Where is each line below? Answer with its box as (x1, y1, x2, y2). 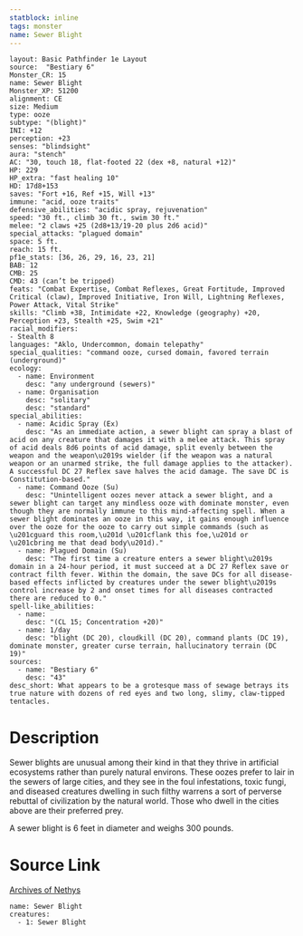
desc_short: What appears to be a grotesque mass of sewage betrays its (9, 681, 289, 690)
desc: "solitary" (25, 396, 91, 405)
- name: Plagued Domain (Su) (17, 546, 128, 555)
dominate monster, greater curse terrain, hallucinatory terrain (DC (9, 642, 278, 651)
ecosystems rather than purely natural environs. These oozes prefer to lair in (9, 767, 295, 777)
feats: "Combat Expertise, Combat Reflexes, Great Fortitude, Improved (9, 285, 285, 294)
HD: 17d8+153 (9, 182, 59, 191)
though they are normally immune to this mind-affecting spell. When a (9, 507, 285, 516)
